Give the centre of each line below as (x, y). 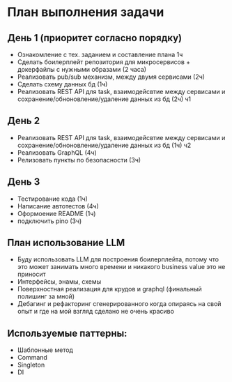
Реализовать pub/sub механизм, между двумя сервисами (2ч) (111, 77)
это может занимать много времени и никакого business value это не (121, 267)
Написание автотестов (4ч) (58, 206)
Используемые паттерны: (67, 333)
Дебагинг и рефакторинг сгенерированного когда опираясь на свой (119, 304)
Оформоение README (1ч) (56, 213)
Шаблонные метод (45, 350)
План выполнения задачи (86, 12)
